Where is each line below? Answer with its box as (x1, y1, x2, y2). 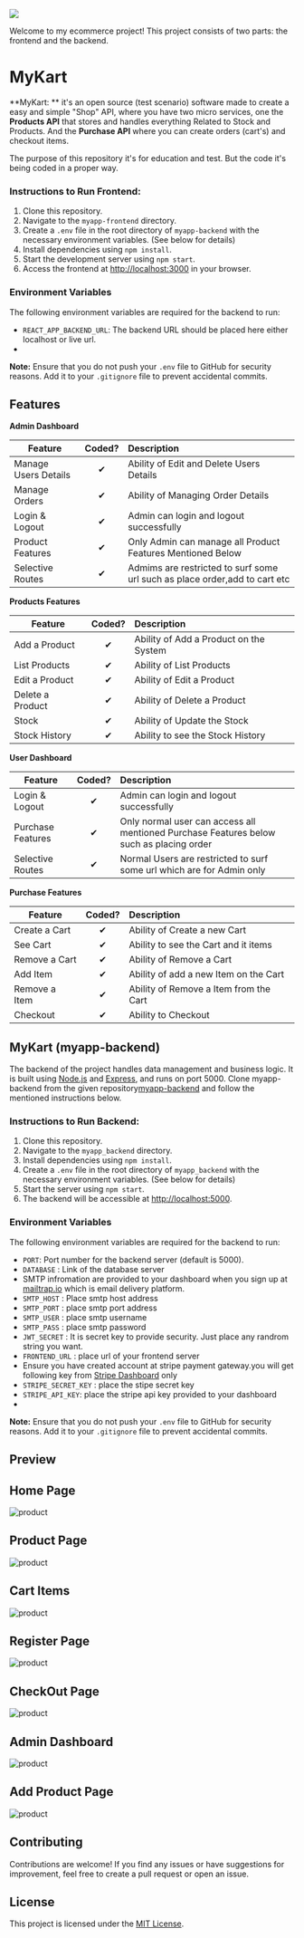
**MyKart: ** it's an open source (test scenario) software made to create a (9, 96, 290, 108)
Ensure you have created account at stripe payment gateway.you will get (22, 1359, 294, 1371)
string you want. (22, 1340, 83, 1351)
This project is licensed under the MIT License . (9, 1918, 185, 1929)
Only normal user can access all (119, 815, 256, 828)
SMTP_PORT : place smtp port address (22, 1302, 157, 1313)
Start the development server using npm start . (22, 254, 196, 264)
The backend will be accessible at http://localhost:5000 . (22, 1194, 233, 1204)
